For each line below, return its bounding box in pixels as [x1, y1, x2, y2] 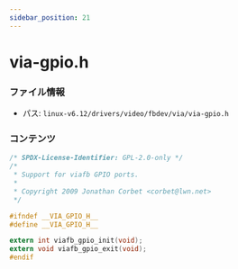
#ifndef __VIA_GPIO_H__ [9, 211, 99, 220]
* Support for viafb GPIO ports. [13, 170, 140, 180]
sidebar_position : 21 [9, 13, 91, 22]
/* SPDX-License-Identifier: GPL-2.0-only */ [9, 154, 183, 163]
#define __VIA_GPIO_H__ [9, 220, 99, 229]
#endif [9, 253, 34, 262]
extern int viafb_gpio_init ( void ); [9, 236, 143, 246]
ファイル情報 [9, 85, 66, 98]
